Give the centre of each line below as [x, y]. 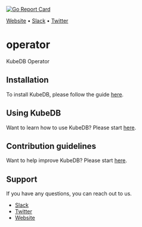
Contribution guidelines [51, 146]
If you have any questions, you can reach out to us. [69, 194]
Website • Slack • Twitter [37, 21]
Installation [27, 80]
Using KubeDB [34, 113]
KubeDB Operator [28, 61]
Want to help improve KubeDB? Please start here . [67, 160]
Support [22, 179]
